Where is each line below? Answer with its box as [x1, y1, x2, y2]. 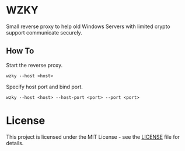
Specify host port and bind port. [6, 83, 83, 90]
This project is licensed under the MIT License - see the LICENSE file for [6, 133, 180, 140]
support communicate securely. [6, 29, 83, 36]
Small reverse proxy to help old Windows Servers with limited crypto [6, 23, 170, 30]
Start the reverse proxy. [6, 61, 63, 68]
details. [6, 139, 24, 146]
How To [6, 46, 34, 56]
